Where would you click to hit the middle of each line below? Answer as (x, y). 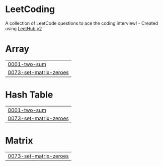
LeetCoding (30, 9)
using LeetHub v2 (24, 28)
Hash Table (29, 95)
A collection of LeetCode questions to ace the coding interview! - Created (82, 23)
